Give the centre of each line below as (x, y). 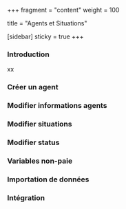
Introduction (28, 54)
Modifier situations (40, 124)
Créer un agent (33, 87)
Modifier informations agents (57, 106)
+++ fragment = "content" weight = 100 (63, 10)
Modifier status (33, 142)
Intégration (26, 197)
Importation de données (48, 179)
